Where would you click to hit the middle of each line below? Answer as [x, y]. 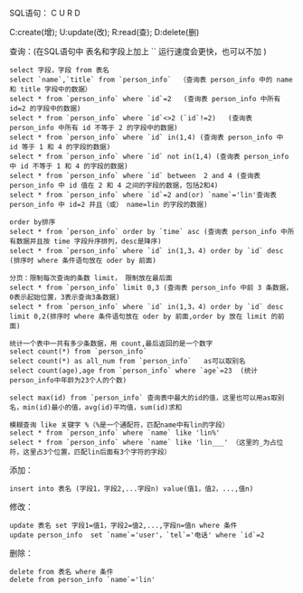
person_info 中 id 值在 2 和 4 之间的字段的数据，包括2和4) [114, 186]
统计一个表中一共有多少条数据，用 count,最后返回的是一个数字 [111, 344]
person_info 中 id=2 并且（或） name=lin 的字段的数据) [109, 205]
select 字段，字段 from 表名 [60, 71]
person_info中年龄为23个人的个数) [68, 381]
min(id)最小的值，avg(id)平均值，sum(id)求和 [102, 408]
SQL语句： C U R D [45, 13]
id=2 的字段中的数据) [45, 109]
